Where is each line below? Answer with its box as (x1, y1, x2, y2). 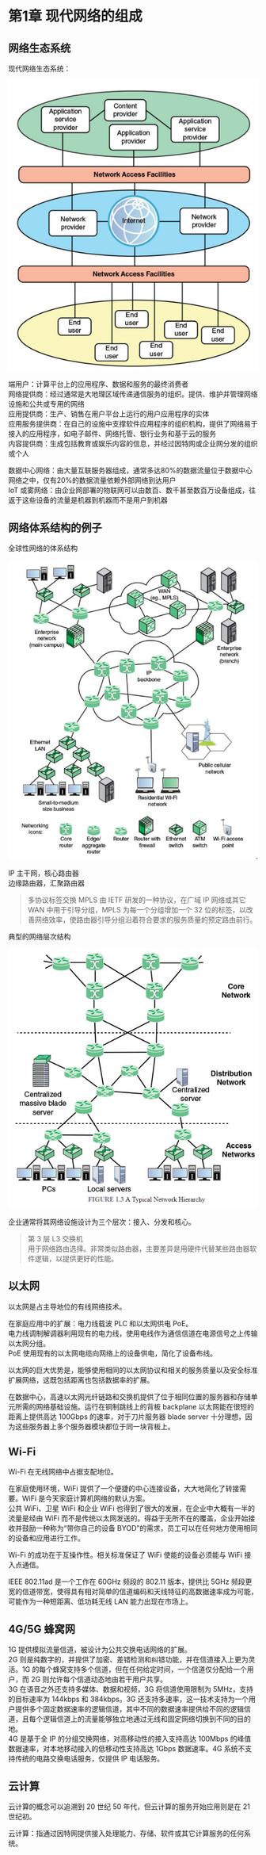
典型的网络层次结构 (8, 931, 71, 941)
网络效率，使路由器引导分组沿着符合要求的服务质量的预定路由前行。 (34, 915, 257, 924)
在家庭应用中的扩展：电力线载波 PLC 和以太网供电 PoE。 (8, 1318, 193, 1328)
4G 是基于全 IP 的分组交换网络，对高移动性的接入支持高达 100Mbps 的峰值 (8, 1734, 252, 1744)
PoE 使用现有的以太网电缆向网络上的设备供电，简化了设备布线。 (8, 1348, 218, 1358)
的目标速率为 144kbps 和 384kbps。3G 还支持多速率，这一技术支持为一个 (8, 1694, 249, 1704)
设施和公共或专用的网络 (8, 400, 85, 409)
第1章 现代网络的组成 (8, 7, 142, 25)
